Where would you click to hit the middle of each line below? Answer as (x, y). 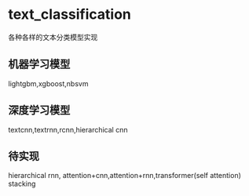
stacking (22, 184)
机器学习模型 (39, 64)
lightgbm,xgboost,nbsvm (48, 83)
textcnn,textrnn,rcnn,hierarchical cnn (68, 129)
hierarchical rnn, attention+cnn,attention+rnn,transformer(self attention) (125, 176)
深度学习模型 (39, 110)
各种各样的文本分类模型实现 (53, 37)
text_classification (70, 15)
